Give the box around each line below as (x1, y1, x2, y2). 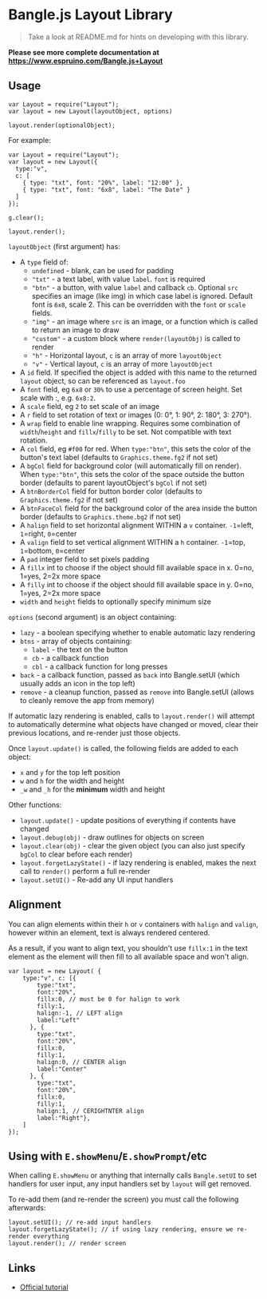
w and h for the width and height (19, 776, 125, 785)
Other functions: (8, 800, 62, 809)
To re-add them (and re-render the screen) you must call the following (8, 1194, 239, 1204)
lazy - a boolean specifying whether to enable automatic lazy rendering (19, 627, 256, 637)
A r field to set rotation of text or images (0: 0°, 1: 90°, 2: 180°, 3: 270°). (19, 410, 253, 419)
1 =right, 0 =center (19, 529, 77, 538)
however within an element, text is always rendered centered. (8, 928, 210, 937)
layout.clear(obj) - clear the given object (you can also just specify (19, 840, 245, 850)
